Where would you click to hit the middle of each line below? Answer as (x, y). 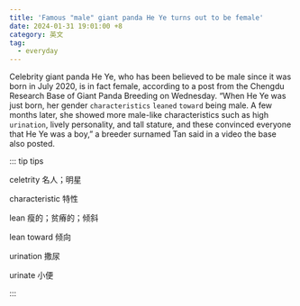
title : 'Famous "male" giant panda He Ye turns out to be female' (136, 18)
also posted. (32, 144)
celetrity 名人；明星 (45, 180)
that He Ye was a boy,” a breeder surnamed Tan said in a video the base (143, 134)
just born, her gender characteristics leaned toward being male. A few (141, 105)
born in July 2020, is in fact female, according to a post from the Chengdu (147, 86)
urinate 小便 (32, 275)
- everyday (38, 51)
